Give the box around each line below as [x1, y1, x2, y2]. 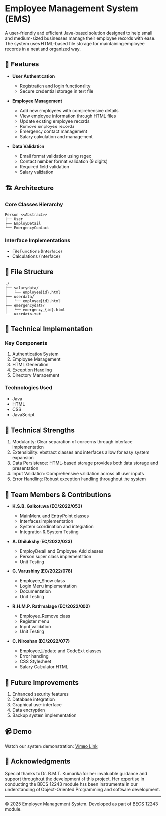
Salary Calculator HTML [19, 664, 69, 670]
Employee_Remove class [19, 613, 71, 619]
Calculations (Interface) [12, 253, 60, 259]
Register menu [19, 618, 49, 624]
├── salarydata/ [5, 285, 39, 290]
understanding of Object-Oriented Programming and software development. [5, 786, 160, 792]
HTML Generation [12, 362, 49, 368]
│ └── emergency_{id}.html [5, 307, 65, 312]
